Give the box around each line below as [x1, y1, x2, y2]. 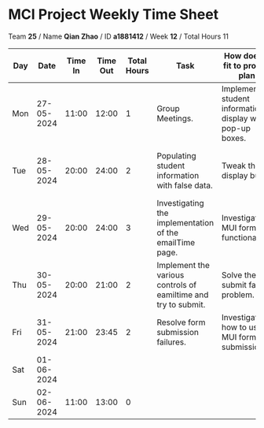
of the [156, 227, 179, 238]
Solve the [221, 270, 257, 281]
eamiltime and [156, 289, 209, 300]
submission [156, 326, 199, 337]
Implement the [156, 259, 211, 270]
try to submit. [156, 299, 206, 310]
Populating [156, 150, 196, 161]
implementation [156, 217, 214, 228]
